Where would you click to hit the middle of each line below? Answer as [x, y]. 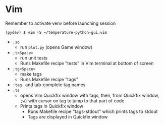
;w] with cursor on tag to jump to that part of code [72, 101]
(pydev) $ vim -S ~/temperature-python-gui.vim [56, 32]
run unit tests [34, 58]
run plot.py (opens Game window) [56, 47]
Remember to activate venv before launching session [61, 23]
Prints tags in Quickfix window [51, 106]
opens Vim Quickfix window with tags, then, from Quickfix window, [90, 95]
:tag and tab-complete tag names [49, 85]
